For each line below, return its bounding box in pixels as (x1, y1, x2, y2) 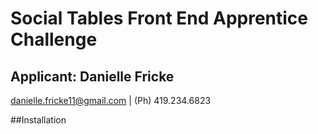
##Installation (10, 114, 67, 126)
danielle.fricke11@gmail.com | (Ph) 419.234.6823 (10, 95, 212, 106)
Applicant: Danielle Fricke (10, 68, 175, 85)
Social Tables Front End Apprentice (10, 7, 309, 30)
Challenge (10, 28, 98, 51)
